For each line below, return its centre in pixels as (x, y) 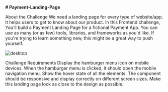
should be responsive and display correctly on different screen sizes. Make (83, 79)
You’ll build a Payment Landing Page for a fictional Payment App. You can (81, 27)
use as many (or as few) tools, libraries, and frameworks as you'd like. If (80, 33)
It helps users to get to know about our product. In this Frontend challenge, (83, 22)
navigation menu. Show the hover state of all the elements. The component (83, 73)
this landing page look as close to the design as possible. (64, 84)
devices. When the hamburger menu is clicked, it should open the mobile (81, 68)
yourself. (14, 43)
